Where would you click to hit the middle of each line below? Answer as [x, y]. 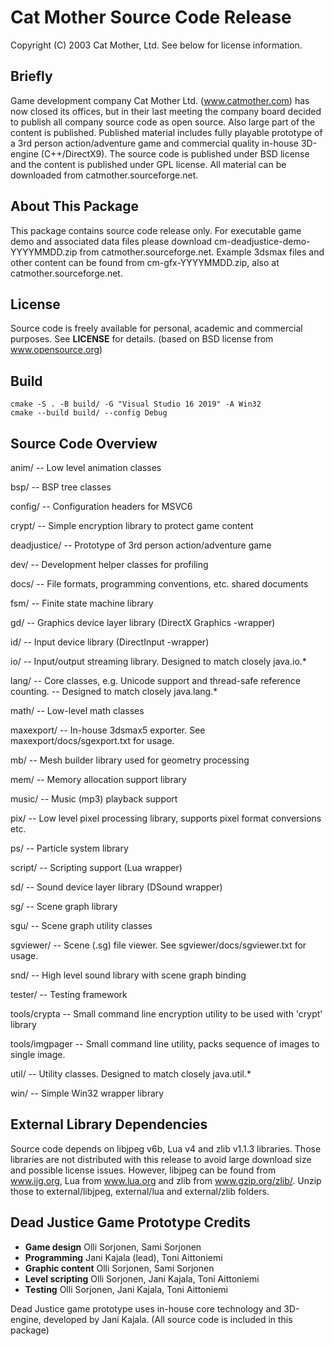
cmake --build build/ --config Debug [89, 413]
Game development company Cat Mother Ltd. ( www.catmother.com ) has [160, 100]
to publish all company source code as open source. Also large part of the [163, 122]
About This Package [75, 206]
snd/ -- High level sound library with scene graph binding [128, 975]
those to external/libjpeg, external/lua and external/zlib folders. [140, 1191]
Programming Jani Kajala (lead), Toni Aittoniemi [123, 1257]
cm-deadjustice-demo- [262, 241]
